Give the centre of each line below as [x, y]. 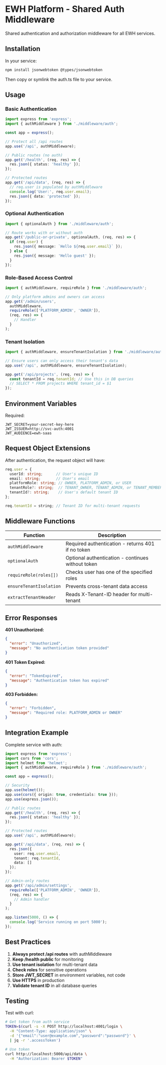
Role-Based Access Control [39, 278]
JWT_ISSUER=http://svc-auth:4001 [40, 429]
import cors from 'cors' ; [32, 758]
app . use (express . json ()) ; [32, 799]
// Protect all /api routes [34, 141]
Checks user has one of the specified [109, 572]
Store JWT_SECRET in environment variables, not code [69, 975]
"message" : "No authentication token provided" [60, 648]
